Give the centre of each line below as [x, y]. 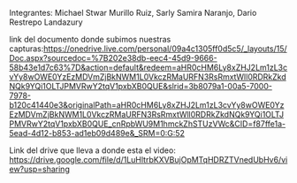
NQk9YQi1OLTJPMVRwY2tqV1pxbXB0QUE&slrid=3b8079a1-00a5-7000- [141, 86]
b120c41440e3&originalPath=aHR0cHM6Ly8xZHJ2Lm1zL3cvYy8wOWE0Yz [147, 105]
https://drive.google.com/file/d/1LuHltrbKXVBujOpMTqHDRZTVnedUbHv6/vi [148, 160]
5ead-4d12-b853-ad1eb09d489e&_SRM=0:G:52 [97, 133]
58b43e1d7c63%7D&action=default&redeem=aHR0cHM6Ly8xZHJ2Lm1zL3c [148, 67]
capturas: [27, 49]
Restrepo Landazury [46, 22]
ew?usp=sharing [40, 169]
